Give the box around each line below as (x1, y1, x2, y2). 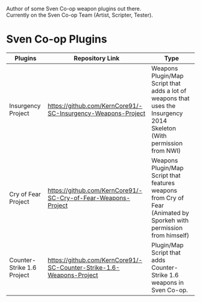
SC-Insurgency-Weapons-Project (47, 109, 145, 117)
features (151, 179, 175, 187)
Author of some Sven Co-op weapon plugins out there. (6, 5, 142, 12)
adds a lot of (151, 86, 187, 95)
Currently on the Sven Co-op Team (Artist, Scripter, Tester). (6, 11, 154, 19)
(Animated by (151, 209, 190, 217)
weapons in (151, 278, 184, 286)
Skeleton (151, 124, 176, 132)
